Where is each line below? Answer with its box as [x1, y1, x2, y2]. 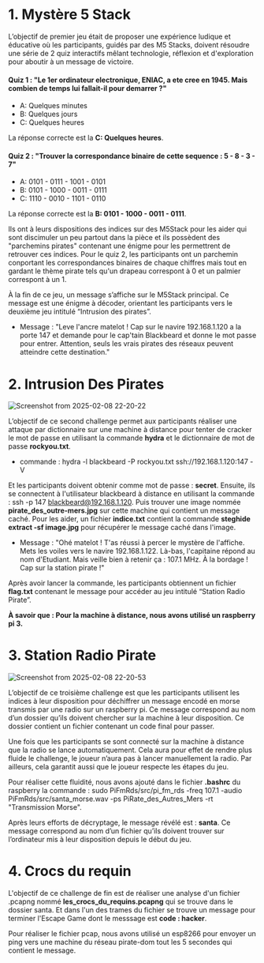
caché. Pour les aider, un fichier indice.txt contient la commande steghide [8, 514, 251, 524]
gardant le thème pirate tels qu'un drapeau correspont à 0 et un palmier [8, 266, 241, 276]
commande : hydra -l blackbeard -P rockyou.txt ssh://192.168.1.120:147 [19, 457, 248, 467]
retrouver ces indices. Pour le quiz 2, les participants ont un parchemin [8, 250, 239, 259]
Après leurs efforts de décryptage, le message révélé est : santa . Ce [8, 818, 231, 827]
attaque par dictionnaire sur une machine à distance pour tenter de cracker [8, 425, 252, 434]
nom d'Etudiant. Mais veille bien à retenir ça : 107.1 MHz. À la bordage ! [19, 555, 248, 564]
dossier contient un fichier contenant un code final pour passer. [8, 721, 215, 732]
